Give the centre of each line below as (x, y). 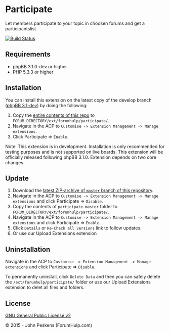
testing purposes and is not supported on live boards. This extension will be (84, 152)
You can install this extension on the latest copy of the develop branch (78, 100)
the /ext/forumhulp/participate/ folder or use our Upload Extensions (78, 282)
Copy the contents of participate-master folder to (65, 207)
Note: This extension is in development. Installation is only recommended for (85, 146)
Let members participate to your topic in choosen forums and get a (75, 23)
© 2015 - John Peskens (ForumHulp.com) (49, 325)
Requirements (28, 54)
